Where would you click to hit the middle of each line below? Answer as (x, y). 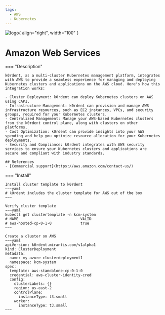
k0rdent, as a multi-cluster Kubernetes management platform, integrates (83, 76)
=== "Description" (24, 67)
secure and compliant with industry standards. (55, 154)
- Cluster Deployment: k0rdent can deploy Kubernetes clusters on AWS (79, 97)
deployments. (19, 140)
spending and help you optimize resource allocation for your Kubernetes (83, 136)
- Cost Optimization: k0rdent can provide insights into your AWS (75, 132)
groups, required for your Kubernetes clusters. (56, 115)
